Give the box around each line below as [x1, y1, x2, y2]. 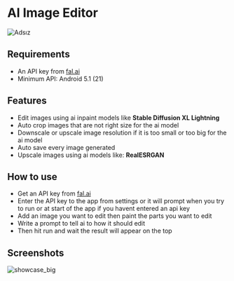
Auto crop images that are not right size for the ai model [17, 121, 179, 129]
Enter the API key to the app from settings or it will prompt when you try [17, 197, 225, 205]
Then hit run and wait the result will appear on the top [17, 226, 173, 235]
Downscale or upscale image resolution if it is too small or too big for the [17, 128, 227, 137]
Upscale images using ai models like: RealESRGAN [17, 151, 165, 159]
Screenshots [7, 247, 64, 259]
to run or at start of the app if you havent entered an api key [17, 205, 191, 213]
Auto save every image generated [17, 143, 116, 151]
